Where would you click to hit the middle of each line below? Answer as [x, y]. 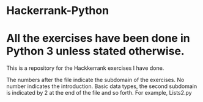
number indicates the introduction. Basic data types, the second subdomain [102, 86]
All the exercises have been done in [98, 39]
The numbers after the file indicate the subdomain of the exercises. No [95, 80]
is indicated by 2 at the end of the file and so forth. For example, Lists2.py [99, 93]
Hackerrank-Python [57, 11]
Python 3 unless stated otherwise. [95, 51]
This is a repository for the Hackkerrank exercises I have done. [85, 68]
